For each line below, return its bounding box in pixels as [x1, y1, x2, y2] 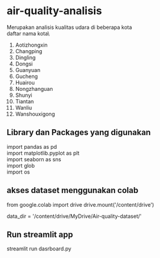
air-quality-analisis [6, 4, 102, 18]
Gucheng [15, 73, 38, 80]
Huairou [15, 79, 35, 86]
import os [6, 168, 30, 175]
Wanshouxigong [15, 110, 55, 117]
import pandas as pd [6, 143, 57, 150]
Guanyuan [15, 66, 41, 73]
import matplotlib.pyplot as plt [6, 149, 80, 156]
